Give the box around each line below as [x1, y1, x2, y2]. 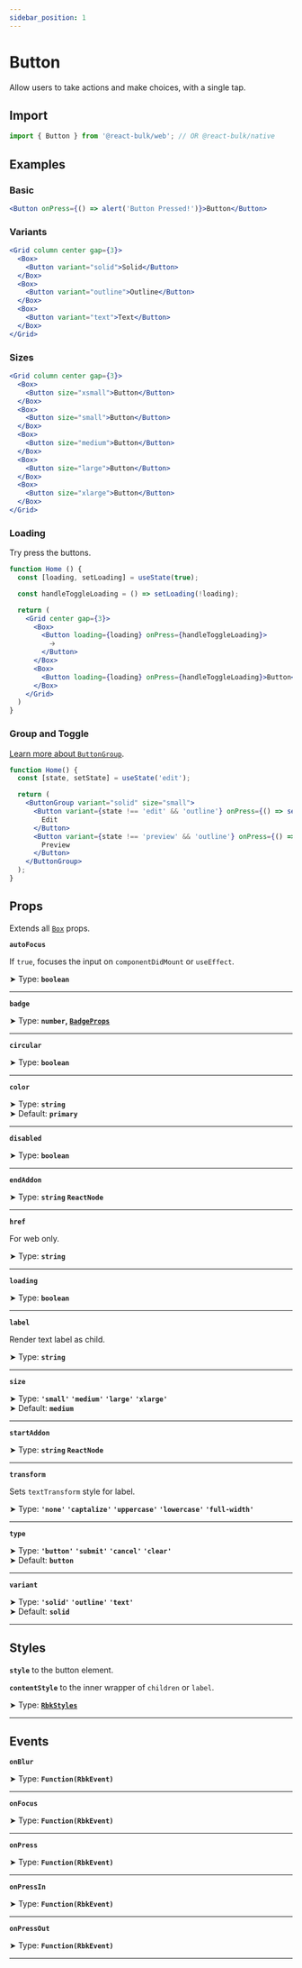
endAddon [9, 1175, 42, 1185]
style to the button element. [9, 1664, 114, 1675]
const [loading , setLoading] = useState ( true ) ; [17, 573, 200, 582]
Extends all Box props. [9, 923, 91, 934]
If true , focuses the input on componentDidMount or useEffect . [9, 956, 235, 967]
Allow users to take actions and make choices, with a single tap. [9, 82, 246, 93]
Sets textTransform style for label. [9, 1486, 136, 1497]
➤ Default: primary [9, 1107, 78, 1118]
